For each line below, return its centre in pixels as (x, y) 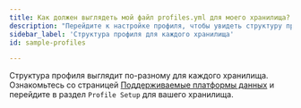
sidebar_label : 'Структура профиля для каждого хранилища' (122, 34)
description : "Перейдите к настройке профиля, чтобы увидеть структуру (146, 26)
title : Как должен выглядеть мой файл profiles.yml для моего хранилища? (150, 17)
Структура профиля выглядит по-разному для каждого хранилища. (139, 76)
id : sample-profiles (48, 42)
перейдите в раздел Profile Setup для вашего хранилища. (122, 95)
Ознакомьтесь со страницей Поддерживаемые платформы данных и (142, 85)
